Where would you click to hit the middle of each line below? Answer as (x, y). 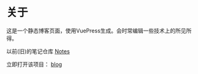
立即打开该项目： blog (34, 64)
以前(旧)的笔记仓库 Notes (38, 51)
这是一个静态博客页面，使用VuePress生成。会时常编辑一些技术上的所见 (97, 31)
